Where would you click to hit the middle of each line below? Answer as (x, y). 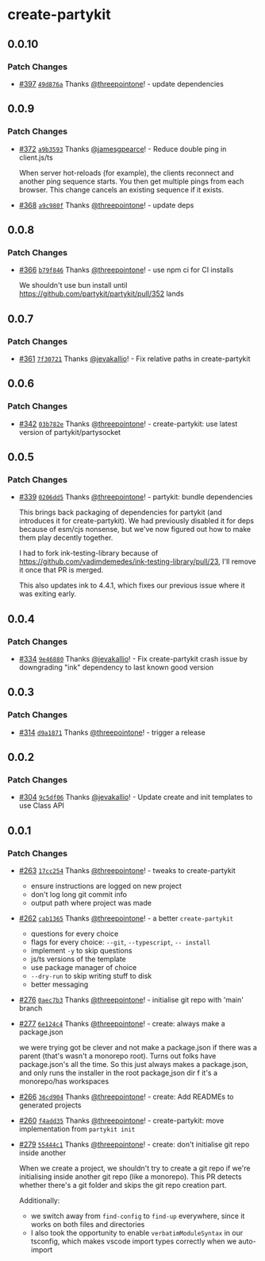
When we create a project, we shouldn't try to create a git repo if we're (134, 1168)
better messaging (60, 984)
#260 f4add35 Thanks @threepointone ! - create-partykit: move (121, 1121)
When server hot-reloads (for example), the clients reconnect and (127, 173)
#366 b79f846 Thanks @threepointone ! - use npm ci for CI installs (126, 270)
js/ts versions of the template (78, 959)
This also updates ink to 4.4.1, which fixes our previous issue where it (132, 585)
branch (31, 1008)
